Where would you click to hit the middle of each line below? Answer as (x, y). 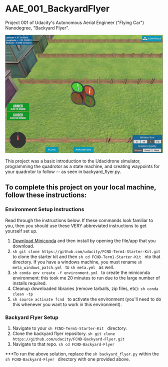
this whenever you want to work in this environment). (67, 304)
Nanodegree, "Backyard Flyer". (37, 27)
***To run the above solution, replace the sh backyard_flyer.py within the (82, 353)
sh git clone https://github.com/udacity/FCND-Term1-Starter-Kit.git (86, 251)
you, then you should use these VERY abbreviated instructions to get (76, 225)
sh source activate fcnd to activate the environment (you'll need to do (87, 299)
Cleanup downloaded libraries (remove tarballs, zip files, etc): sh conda (85, 288)
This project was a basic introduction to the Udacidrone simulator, (73, 161)
